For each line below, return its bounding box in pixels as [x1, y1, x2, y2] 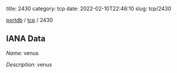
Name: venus [6, 49, 39, 56]
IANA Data [6, 34, 46, 44]
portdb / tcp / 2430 [6, 17, 53, 23]
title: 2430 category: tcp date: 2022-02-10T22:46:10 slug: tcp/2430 [6, 5, 172, 12]
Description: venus [6, 61, 52, 68]
